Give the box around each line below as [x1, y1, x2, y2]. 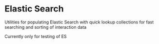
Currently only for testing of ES [4, 33, 67, 39]
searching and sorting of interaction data [4, 24, 87, 30]
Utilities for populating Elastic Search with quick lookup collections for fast [4, 19, 154, 25]
